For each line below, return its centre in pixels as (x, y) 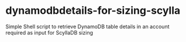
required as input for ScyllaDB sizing (49, 32)
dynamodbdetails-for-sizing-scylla (93, 11)
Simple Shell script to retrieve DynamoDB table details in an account (87, 26)
